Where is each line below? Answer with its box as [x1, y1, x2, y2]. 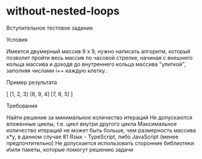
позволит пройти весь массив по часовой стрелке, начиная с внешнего [6, 54, 193, 61]
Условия [6, 36, 28, 43]
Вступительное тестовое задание [6, 24, 93, 31]
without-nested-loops [6, 4, 120, 18]
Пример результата [6, 79, 57, 86]
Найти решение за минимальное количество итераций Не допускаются [6, 114, 192, 121]
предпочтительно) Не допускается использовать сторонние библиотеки [6, 139, 195, 146]
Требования [6, 102, 37, 109]
